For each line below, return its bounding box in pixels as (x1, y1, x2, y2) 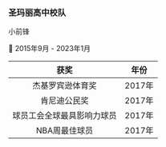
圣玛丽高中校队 (8, 6, 67, 18)
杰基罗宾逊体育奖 (32, 80, 98, 91)
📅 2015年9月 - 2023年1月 (8, 44, 91, 54)
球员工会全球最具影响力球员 (12, 110, 118, 121)
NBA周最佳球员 (35, 125, 94, 137)
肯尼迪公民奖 (40, 95, 90, 106)
